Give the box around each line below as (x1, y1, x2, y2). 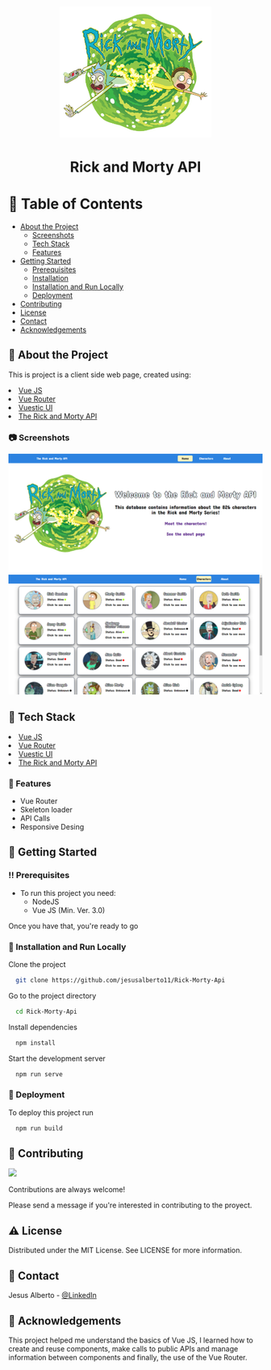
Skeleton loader (19, 805, 73, 815)
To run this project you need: (19, 888, 116, 897)
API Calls (19, 813, 51, 823)
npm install (15, 1038, 56, 1047)
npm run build (15, 1124, 63, 1132)
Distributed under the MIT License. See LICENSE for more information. (8, 1245, 243, 1255)
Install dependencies (8, 1022, 78, 1032)
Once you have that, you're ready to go (8, 921, 139, 931)
